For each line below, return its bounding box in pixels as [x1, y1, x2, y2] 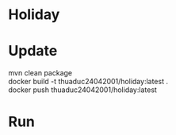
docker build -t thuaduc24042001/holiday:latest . [8, 77, 169, 87]
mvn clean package [8, 68, 73, 78]
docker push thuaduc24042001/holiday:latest [8, 85, 157, 94]
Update [8, 42, 58, 60]
